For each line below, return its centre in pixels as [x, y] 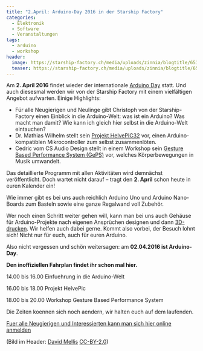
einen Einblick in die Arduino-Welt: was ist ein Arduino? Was [110, 116]
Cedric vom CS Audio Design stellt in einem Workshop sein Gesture [99, 148]
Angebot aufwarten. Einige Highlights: [53, 98]
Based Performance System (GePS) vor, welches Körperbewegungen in [104, 155]
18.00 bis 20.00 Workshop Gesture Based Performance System [85, 300]
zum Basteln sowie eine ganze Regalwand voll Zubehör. [95, 204]
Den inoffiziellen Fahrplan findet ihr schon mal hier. [72, 265]
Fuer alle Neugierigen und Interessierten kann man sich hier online [89, 324]
